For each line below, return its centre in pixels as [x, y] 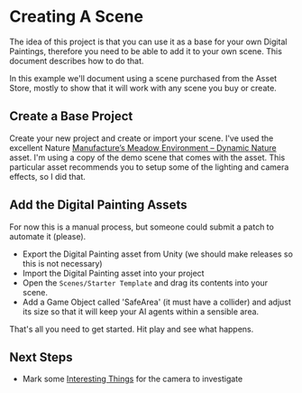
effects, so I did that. [47, 176]
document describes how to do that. [77, 61]
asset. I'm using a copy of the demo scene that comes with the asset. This [147, 157]
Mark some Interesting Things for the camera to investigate [133, 379]
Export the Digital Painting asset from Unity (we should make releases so [157, 254]
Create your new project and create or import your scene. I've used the [142, 138]
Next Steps [41, 357]
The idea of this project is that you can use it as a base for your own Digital [148, 42]
